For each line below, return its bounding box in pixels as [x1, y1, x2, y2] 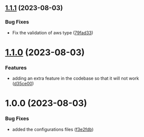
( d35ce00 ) [12, 81, 34, 87]
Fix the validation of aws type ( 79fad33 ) [12, 29, 93, 36]
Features [5, 64, 27, 71]
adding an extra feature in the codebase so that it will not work [12, 75, 139, 81]
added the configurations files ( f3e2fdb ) [12, 126, 94, 132]
